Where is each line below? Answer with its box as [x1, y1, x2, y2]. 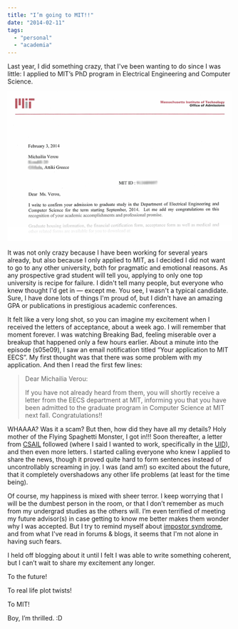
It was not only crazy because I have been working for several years [7, 248, 208, 257]
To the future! [7, 573, 48, 581]
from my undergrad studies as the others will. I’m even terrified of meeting [7, 507, 226, 516]
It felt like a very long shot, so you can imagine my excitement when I [7, 315, 210, 324]
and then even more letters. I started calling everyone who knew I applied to [7, 448, 230, 456]
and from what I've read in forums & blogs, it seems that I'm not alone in [7, 530, 219, 538]
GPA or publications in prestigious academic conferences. [7, 302, 178, 310]
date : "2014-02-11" [7, 19, 66, 26]
